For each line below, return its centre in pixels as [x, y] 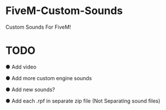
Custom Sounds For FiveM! [38, 27]
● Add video [21, 67]
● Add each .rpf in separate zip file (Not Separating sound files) [83, 101]
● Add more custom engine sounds [49, 78]
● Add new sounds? [30, 90]
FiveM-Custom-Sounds [64, 11]
